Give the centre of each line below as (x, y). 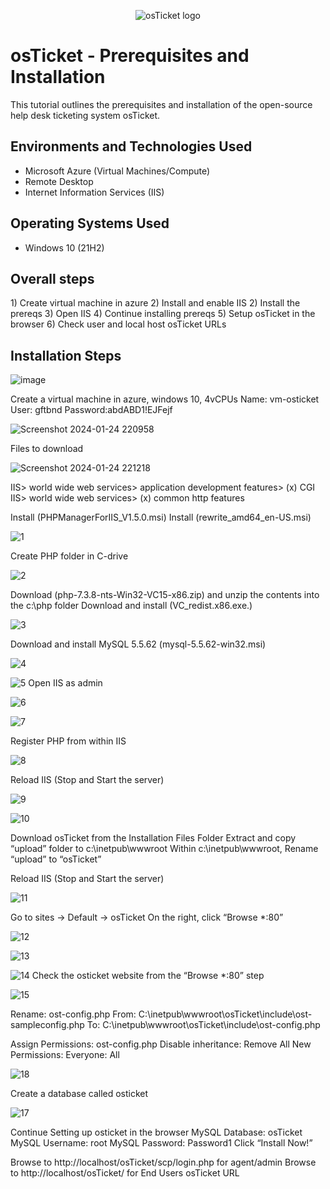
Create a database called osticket (79, 1094)
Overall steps (52, 278)
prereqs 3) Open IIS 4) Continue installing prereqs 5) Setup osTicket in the (163, 314)
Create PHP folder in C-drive (69, 556)
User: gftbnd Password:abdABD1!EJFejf (91, 410)
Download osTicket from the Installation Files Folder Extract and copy (153, 838)
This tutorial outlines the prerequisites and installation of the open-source (161, 104)
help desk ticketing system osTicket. (85, 115)
